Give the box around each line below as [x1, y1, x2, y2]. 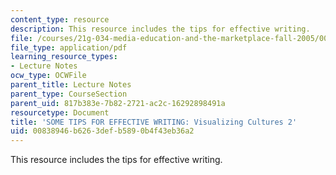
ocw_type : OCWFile [10, 71, 87, 81]
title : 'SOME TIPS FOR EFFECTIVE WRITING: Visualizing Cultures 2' [10, 117, 298, 127]
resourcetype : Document [10, 107, 110, 118]
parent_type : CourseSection [10, 89, 128, 99]
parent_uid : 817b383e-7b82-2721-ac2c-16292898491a [10, 98, 226, 108]
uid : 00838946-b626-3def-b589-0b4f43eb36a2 [10, 126, 195, 136]
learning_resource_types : [10, 52, 118, 62]
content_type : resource [10, 14, 110, 25]
